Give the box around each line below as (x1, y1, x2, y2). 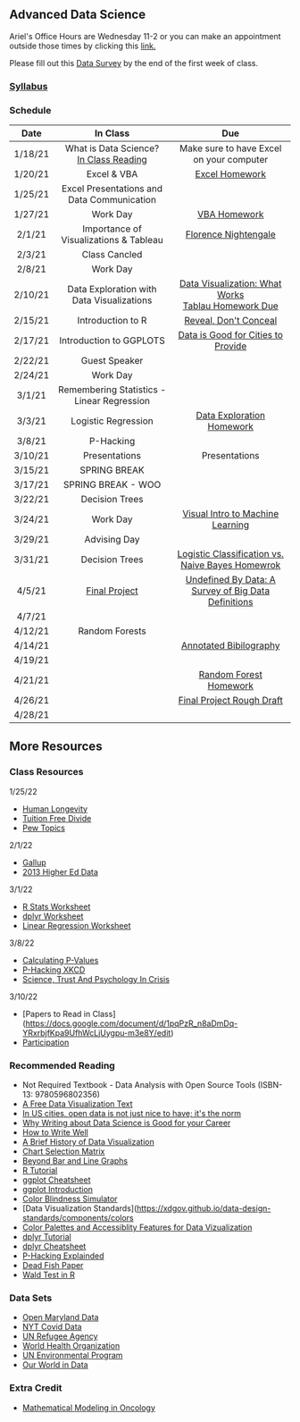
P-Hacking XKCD (21, 964, 86, 975)
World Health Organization (21, 1341, 121, 1351)
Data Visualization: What (179, 277, 282, 290)
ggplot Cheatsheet (21, 1174, 91, 1185)
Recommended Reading (9, 1059, 116, 1072)
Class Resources (9, 766, 84, 778)
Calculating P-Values (21, 955, 99, 965)
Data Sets (9, 1292, 53, 1304)
